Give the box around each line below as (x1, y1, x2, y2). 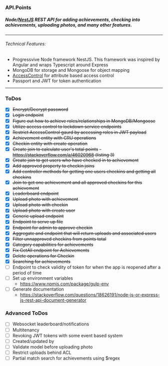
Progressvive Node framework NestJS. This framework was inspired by (12, 57, 160, 63)
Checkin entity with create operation (12, 140, 88, 147)
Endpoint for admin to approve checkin (12, 224, 93, 230)
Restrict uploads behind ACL (12, 349, 71, 355)
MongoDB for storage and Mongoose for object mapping (12, 67, 130, 73)
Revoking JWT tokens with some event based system (12, 332, 123, 338)
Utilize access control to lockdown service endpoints (12, 124, 121, 130)
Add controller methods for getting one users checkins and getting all (12, 169, 156, 175)
